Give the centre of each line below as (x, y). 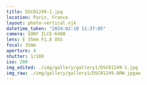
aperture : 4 (21, 51)
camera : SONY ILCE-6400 (36, 34)
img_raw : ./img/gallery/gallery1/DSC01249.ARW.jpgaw (73, 73)
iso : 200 (17, 62)
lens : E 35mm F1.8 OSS (34, 40)
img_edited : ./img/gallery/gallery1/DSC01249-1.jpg (72, 67)
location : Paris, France (37, 17)
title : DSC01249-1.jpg (34, 12)
